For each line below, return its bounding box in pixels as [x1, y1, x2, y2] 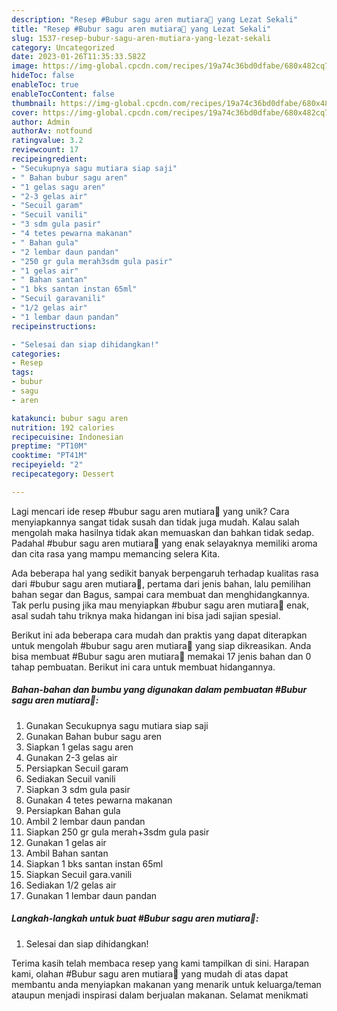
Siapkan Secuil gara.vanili [25, 868, 133, 880]
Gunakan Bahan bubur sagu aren [25, 730, 163, 742]
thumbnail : [11, 98, 57, 108]
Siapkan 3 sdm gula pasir [25, 783, 131, 795]
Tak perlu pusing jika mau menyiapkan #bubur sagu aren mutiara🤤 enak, [11, 599, 310, 611]
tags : [11, 367, 34, 378]
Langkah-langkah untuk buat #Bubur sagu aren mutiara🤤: [11, 912, 259, 925]
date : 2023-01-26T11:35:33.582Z [11, 52, 146, 62]
